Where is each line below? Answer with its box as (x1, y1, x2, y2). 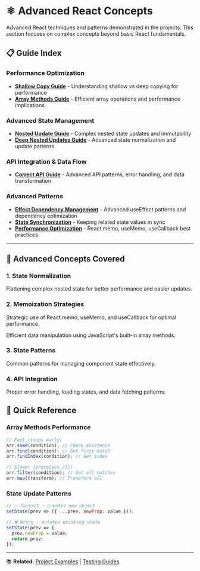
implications (14, 101, 45, 108)
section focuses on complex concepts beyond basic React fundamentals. (6, 30, 186, 37)
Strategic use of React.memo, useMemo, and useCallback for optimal (6, 314, 177, 321)
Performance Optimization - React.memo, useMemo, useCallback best (14, 224, 191, 232)
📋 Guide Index (6, 48, 62, 58)
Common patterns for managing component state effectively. (6, 360, 156, 367)
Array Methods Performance (6, 423, 91, 432)
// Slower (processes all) (6, 464, 73, 470)
